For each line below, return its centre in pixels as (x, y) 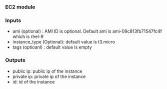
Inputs (13, 20)
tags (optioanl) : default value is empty (52, 47)
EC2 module (20, 7)
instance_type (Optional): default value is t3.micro (64, 42)
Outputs (15, 60)
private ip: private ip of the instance (49, 76)
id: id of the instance (33, 81)
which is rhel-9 (28, 36)
